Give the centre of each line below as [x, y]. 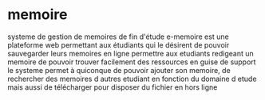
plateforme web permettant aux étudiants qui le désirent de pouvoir [119, 44]
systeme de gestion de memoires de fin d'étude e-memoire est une [118, 37]
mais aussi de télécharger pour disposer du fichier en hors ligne [113, 87]
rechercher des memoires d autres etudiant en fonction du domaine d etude [132, 79]
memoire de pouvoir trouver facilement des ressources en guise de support [132, 62]
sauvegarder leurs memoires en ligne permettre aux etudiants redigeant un [131, 53]
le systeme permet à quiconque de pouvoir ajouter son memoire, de [119, 70]
